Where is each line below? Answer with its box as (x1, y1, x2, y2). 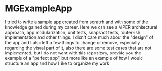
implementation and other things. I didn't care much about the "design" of (5, 35, 154, 40)
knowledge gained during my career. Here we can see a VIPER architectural (5, 24, 158, 30)
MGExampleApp (5, 3, 72, 14)
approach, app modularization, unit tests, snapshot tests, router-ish (5, 29, 141, 35)
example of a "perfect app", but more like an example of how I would (5, 55, 143, 61)
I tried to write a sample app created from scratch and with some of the (5, 19, 148, 25)
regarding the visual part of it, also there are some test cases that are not (5, 45, 152, 51)
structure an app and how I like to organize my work (5, 60, 110, 66)
